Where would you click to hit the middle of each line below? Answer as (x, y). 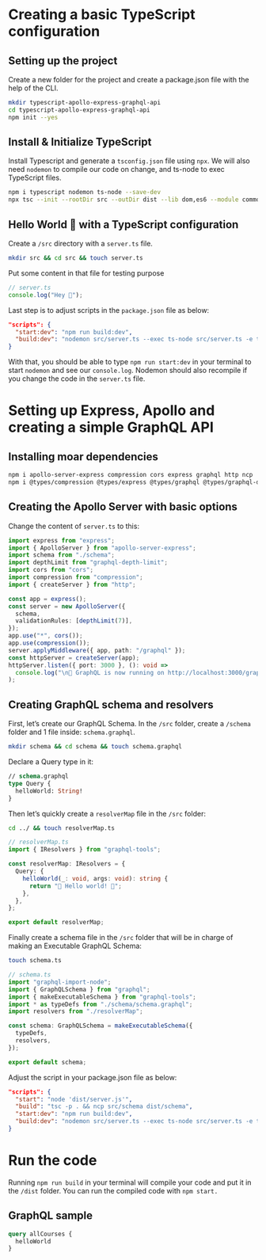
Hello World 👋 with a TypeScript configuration (123, 225)
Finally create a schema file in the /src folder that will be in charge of (121, 938)
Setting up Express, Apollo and (112, 411)
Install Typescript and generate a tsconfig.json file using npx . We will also (129, 161)
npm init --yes (33, 117)
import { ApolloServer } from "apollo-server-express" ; (102, 548)
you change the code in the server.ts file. (77, 379)
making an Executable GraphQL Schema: (75, 946)
